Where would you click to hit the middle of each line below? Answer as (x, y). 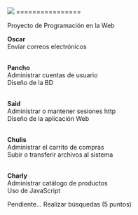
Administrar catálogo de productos (57, 183)
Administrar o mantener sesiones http (62, 111)
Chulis (17, 139)
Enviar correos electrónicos (47, 46)
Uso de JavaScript (34, 190)
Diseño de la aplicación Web (48, 118)
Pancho (19, 67)
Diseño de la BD (30, 83)
